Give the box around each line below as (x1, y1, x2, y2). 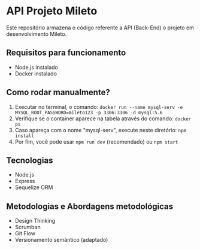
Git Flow (14, 230, 36, 237)
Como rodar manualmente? (6, 87, 111, 98)
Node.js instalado (14, 63, 59, 71)
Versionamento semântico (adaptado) (14, 236, 108, 244)
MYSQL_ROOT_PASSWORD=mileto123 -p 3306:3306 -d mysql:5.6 (14, 110, 163, 116)
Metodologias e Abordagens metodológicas (6, 201, 174, 211)
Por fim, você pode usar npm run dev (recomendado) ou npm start (14, 138, 178, 145)
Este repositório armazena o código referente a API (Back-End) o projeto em (6, 24, 195, 31)
